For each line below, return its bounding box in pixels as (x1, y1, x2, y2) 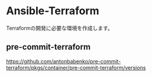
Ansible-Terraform (6, 4, 99, 18)
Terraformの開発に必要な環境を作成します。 (6, 24, 114, 31)
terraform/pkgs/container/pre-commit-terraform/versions (6, 64, 146, 71)
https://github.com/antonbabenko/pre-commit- (6, 57, 121, 65)
